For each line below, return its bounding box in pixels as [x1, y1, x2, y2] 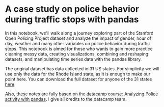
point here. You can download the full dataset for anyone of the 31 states [5, 76, 152, 82]
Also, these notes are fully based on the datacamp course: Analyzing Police [5, 91, 158, 97]
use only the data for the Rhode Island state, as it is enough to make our [5, 71, 151, 77]
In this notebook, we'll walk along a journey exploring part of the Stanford [5, 30, 154, 36]
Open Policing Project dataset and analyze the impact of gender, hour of [5, 35, 151, 41]
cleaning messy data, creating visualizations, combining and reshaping [5, 51, 149, 57]
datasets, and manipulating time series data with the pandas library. [5, 56, 142, 62]
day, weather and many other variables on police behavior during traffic [5, 40, 150, 46]
